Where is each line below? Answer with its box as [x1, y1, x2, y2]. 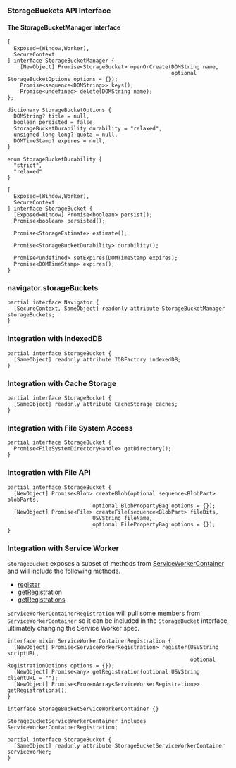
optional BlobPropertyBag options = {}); [92, 502, 216, 509]
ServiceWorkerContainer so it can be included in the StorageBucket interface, [7, 616, 229, 625]
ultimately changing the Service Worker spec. [7, 624, 139, 632]
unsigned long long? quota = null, [13, 131, 118, 139]
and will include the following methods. [7, 566, 121, 575]
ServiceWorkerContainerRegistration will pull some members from [7, 609, 201, 617]
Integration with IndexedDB [7, 334, 103, 344]
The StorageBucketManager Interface [7, 23, 121, 32]
